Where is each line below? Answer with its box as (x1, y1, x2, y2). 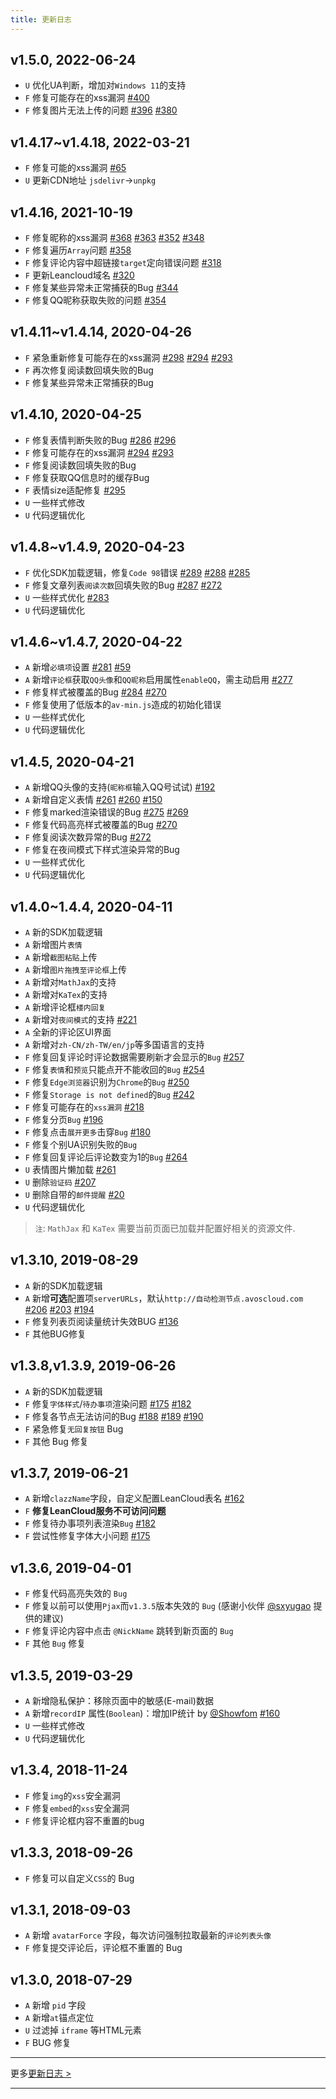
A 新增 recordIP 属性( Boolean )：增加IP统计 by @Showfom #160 (24, 1707, 281, 1719)
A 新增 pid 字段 (24, 1999, 87, 2011)
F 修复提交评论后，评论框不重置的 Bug (24, 1942, 183, 1954)
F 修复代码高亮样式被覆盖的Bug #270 (24, 819, 178, 831)
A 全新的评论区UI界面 (24, 1026, 112, 1038)
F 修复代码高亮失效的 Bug (24, 1587, 128, 1600)
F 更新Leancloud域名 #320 (24, 269, 135, 281)
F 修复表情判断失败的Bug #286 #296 (24, 434, 177, 446)
